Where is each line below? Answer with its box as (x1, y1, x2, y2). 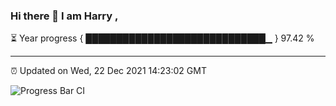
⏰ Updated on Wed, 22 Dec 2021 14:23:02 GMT (10, 65, 207, 77)
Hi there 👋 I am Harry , (10, 9, 119, 23)
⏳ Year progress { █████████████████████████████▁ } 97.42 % (10, 32, 315, 44)
